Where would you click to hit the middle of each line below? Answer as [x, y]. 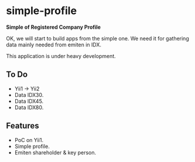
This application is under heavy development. [61, 56]
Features [23, 126]
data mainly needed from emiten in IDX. [54, 45]
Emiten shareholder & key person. [55, 152]
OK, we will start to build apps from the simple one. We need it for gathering [97, 38]
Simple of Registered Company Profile [54, 27]
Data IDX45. [29, 101]
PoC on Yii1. [29, 140]
